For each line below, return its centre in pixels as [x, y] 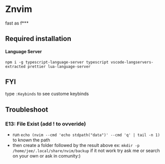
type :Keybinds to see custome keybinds [47, 94]
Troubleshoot [27, 109]
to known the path [31, 140]
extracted [16, 66]
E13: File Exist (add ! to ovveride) [46, 123]
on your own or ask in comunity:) [47, 156]
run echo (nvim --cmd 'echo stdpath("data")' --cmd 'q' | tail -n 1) [86, 135]
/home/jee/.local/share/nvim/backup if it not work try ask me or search [86, 150]
